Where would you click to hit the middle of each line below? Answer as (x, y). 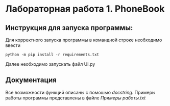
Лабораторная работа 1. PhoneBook (85, 9)
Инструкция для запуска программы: (69, 28)
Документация (31, 80)
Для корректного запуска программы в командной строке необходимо (84, 40)
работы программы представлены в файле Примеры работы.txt (76, 98)
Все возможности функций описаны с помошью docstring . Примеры (80, 92)
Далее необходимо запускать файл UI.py (50, 64)
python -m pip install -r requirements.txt (52, 55)
